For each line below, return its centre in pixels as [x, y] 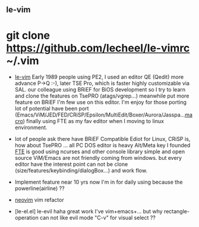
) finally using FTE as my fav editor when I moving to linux [94, 121]
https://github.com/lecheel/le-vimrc [98, 48]
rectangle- [177, 212]
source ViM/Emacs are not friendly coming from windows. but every [98, 158]
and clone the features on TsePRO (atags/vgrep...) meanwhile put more [102, 96]
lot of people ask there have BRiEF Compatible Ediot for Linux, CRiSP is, [102, 139]
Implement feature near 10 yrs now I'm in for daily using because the [99, 182]
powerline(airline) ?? [40, 188]
